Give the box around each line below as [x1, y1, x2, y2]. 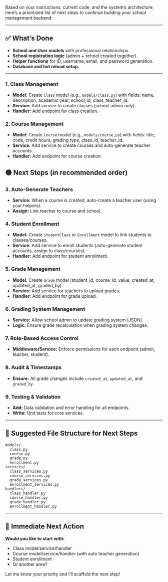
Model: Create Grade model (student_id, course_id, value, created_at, [12, 277, 155, 283]
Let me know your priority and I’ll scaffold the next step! [5, 571, 120, 577]
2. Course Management [5, 120, 64, 127]
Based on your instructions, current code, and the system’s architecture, [5, 5, 154, 10]
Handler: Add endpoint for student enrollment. [12, 253, 108, 259]
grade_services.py [9, 477, 48, 483]
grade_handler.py [9, 499, 46, 504]
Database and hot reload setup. [12, 63, 79, 69]
